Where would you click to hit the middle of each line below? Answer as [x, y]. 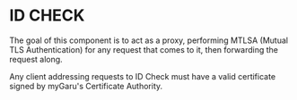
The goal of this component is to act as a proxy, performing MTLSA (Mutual [149, 40]
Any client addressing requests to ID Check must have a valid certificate [143, 76]
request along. [36, 59]
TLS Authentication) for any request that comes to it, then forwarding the [144, 49]
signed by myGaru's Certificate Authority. [86, 86]
